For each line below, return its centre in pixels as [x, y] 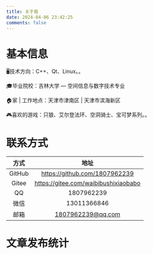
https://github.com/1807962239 [88, 174]
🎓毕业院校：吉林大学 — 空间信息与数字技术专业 [65, 86]
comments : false [26, 23]
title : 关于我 [22, 12]
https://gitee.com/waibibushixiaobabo [88, 183]
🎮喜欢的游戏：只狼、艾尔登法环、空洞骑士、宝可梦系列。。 [78, 115]
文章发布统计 [38, 243]
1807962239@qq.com [88, 214]
